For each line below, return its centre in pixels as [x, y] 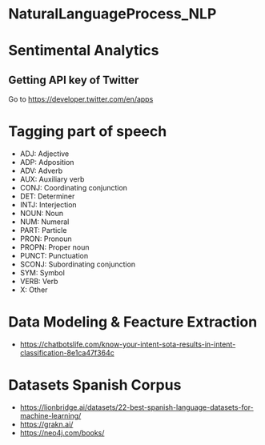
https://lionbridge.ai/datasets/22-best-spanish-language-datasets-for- [137, 407]
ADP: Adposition [47, 162]
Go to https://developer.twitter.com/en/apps [81, 99]
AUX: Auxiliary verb [52, 179]
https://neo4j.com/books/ [62, 433]
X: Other [34, 290]
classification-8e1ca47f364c [67, 353]
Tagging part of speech [88, 132]
